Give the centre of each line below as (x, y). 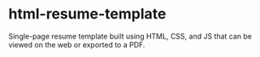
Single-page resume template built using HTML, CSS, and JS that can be (130, 36)
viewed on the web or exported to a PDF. (77, 44)
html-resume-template (87, 14)
